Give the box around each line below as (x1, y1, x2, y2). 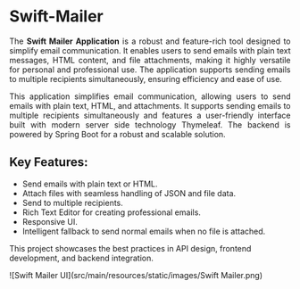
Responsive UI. (21, 216, 79, 227)
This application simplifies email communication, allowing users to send (9, 91, 291, 102)
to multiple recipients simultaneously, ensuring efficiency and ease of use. (9, 73, 283, 84)
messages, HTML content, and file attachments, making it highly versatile (9, 54, 291, 65)
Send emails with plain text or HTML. (21, 178, 158, 189)
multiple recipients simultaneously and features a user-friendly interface (9, 110, 291, 120)
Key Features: (9, 154, 88, 170)
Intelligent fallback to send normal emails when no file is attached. (21, 226, 266, 236)
